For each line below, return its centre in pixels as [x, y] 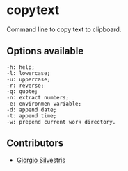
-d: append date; [32, 110]
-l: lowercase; [29, 73]
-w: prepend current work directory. [61, 122]
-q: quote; [22, 91]
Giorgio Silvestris [41, 160]
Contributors [35, 144]
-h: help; [21, 67]
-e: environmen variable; [44, 104]
